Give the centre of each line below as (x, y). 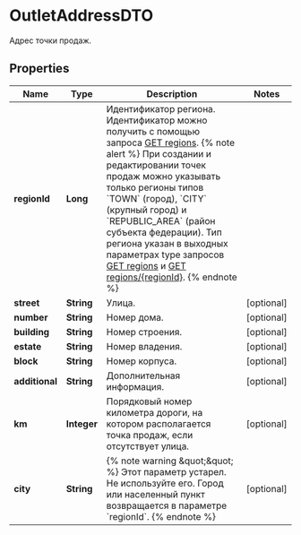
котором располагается (159, 424)
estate (28, 346)
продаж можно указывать (163, 176)
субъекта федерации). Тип (164, 232)
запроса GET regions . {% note (171, 142)
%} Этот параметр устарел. (166, 471)
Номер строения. (144, 332)
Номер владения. (144, 346)
